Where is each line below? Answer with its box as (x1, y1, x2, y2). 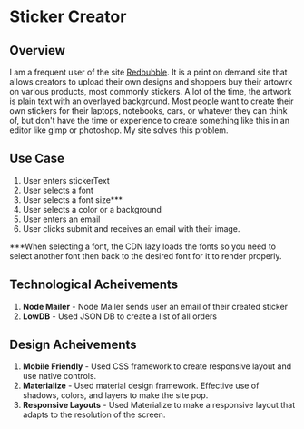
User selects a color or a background (22, 204, 162, 214)
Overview (9, 43, 66, 58)
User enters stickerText (22, 175, 111, 185)
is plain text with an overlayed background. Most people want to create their (9, 95, 294, 106)
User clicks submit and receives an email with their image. (22, 223, 240, 234)
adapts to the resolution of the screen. (22, 409, 166, 420)
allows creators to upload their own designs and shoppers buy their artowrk (9, 76, 293, 87)
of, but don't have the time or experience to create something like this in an (9, 115, 290, 125)
